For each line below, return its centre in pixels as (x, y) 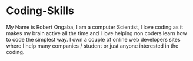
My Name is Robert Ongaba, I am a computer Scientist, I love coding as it (95, 27)
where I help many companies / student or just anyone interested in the (92, 46)
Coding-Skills (40, 11)
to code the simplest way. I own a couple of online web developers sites (93, 39)
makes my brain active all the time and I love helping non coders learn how (96, 33)
